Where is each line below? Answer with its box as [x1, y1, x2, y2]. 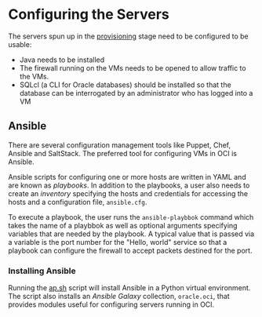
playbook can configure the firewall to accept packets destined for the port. [8, 246, 253, 255]
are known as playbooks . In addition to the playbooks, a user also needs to [8, 180, 250, 190]
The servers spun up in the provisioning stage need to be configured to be [8, 31, 249, 41]
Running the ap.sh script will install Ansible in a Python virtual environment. [8, 283, 251, 293]
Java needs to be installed [19, 55, 105, 64]
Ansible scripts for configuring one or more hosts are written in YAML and [8, 172, 246, 181]
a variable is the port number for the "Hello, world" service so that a [8, 237, 227, 246]
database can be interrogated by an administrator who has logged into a [19, 88, 253, 97]
